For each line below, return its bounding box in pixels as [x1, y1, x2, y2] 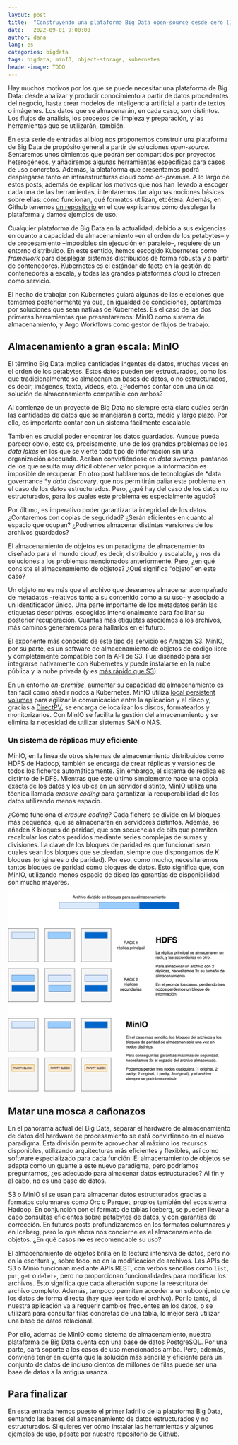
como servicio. [8, 276, 52, 285]
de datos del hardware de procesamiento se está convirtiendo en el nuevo [8, 1131, 225, 1140]
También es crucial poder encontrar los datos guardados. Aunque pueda [8, 432, 220, 440]
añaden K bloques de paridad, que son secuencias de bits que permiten [8, 825, 218, 834]
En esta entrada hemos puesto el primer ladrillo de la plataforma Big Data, [8, 1407, 223, 1415]
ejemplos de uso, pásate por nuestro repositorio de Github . [8, 1429, 180, 1438]
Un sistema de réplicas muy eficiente [8, 736, 138, 745]
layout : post [8, 11, 47, 18]
